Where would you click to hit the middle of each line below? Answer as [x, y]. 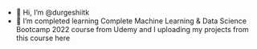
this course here [43, 38]
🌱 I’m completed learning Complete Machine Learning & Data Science [131, 21]
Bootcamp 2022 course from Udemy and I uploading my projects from [132, 29]
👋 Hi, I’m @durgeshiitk [53, 12]
